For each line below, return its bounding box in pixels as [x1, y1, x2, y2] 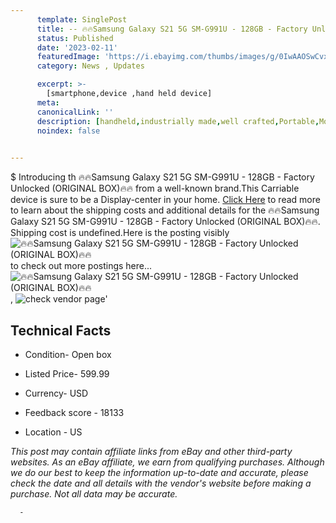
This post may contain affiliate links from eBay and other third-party [10, 445, 293, 457]
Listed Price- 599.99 [24, 367, 110, 380]
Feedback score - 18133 [24, 406, 125, 418]
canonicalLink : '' [36, 107, 114, 117]
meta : [36, 97, 60, 108]
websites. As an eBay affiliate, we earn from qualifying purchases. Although [10, 456, 325, 468]
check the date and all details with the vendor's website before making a [10, 477, 312, 489]
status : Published [36, 33, 114, 43]
